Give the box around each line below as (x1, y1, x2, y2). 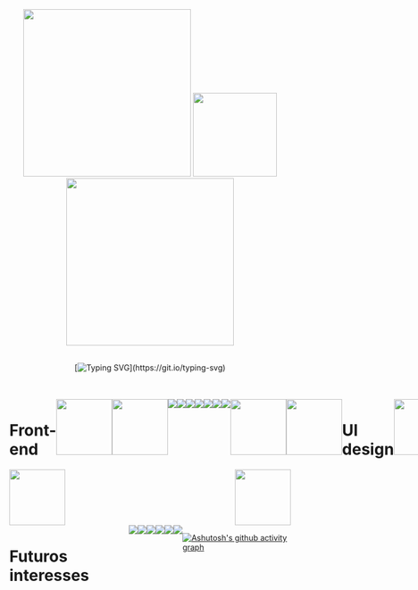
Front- (9, 420, 57, 441)
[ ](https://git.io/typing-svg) (74, 362, 226, 373)
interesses (9, 566, 89, 586)
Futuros (9, 546, 69, 567)
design (342, 439, 395, 460)
